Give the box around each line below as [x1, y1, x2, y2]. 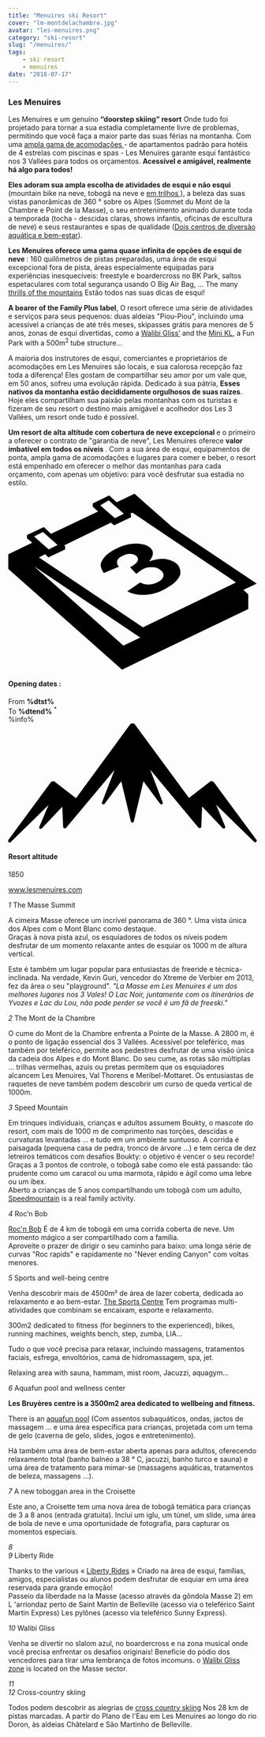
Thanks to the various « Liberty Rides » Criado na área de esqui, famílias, [8, 1566, 246, 1575]
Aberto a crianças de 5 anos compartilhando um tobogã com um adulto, [8, 1185, 242, 1194]
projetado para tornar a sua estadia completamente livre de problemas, [8, 122, 240, 132]
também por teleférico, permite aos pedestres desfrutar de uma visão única [8, 1045, 255, 1055]
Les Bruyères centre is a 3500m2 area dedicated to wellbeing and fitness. [8, 1398, 256, 1407]
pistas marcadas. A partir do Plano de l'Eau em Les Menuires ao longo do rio [8, 1711, 257, 1720]
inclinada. [8, 973, 40, 982]
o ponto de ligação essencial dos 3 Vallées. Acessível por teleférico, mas [8, 1037, 245, 1046]
